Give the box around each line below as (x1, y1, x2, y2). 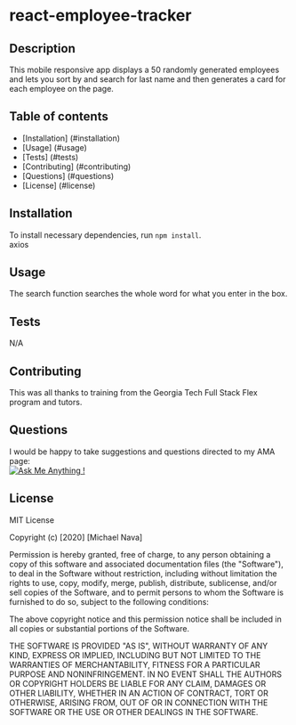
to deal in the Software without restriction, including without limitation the (9, 567, 277, 579)
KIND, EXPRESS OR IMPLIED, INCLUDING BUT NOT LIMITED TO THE (9, 649, 261, 660)
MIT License (9, 514, 55, 525)
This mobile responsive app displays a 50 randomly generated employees (9, 64, 280, 75)
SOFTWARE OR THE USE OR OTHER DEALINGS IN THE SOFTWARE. (9, 706, 259, 717)
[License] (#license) (21, 180, 96, 191)
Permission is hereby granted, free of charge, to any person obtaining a (9, 549, 271, 559)
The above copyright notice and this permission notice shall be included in (9, 614, 282, 624)
